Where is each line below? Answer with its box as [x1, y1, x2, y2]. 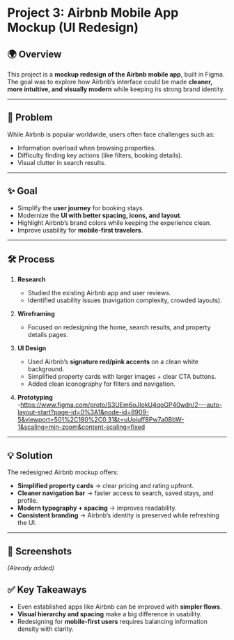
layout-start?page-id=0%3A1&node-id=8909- [17, 408, 150, 416]
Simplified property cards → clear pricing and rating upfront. [17, 482, 194, 490]
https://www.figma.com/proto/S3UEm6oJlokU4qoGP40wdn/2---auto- [20, 400, 223, 409]
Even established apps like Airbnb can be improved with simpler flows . [17, 602, 222, 611]
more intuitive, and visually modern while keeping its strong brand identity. [7, 85, 225, 93]
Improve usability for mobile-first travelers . [17, 226, 143, 234]
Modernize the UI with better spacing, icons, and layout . [17, 211, 182, 219]
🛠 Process [7, 253, 55, 265]
